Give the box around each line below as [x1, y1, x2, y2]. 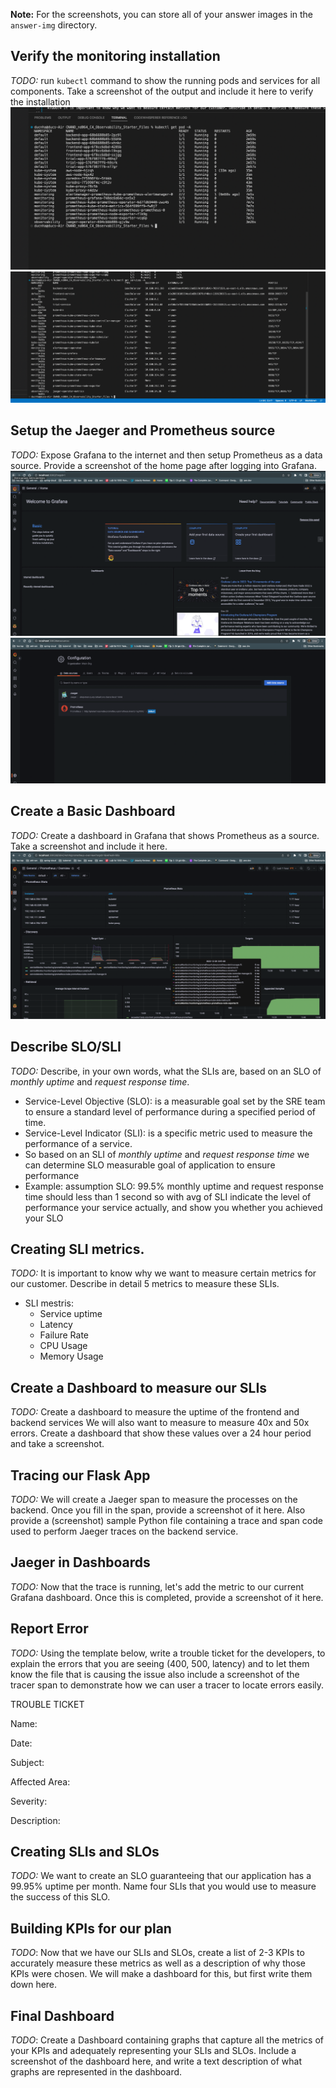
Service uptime [39, 1308, 103, 1320]
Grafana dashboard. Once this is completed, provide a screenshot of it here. [10, 1591, 324, 1603]
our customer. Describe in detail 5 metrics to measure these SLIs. [10, 1278, 280, 1290]
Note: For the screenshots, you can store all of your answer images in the [10, 9, 314, 20]
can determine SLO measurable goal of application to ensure [24, 1159, 276, 1171]
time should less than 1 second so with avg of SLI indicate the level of [24, 1190, 312, 1203]
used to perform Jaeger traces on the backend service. [10, 1525, 239, 1537]
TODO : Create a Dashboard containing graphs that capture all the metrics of [10, 2034, 324, 2046]
